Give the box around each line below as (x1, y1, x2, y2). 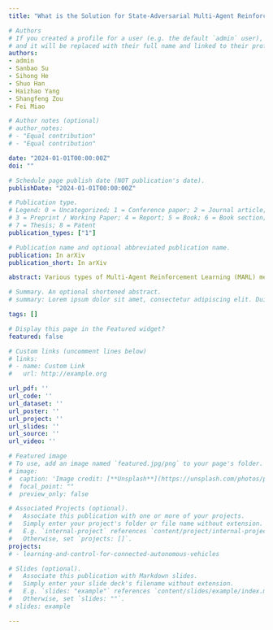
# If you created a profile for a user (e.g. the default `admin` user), (8, 34, 264, 42)
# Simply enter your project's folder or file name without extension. (8, 519, 264, 528)
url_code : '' (8, 392, 53, 400)
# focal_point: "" (8, 482, 75, 490)
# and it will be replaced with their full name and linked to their (8, 41, 249, 50)
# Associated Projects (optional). (8, 505, 129, 513)
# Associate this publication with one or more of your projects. (8, 512, 245, 520)
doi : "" (8, 162, 35, 170)
